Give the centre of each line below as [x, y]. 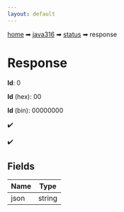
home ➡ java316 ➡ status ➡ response [62, 34]
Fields [21, 166]
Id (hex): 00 [24, 96]
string [48, 198]
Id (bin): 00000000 [35, 110]
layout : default [31, 14]
